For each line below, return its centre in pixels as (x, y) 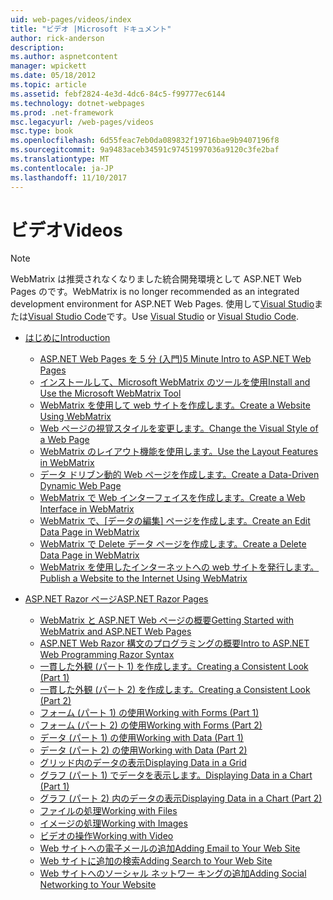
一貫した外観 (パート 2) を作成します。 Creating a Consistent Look (175, 690)
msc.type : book (42, 131)
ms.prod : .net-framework (62, 112)
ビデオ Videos (66, 230)
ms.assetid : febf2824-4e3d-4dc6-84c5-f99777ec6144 (118, 94)
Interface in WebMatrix (87, 509)
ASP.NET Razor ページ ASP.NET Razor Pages (116, 599)
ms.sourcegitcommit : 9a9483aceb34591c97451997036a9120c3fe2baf (145, 150)
